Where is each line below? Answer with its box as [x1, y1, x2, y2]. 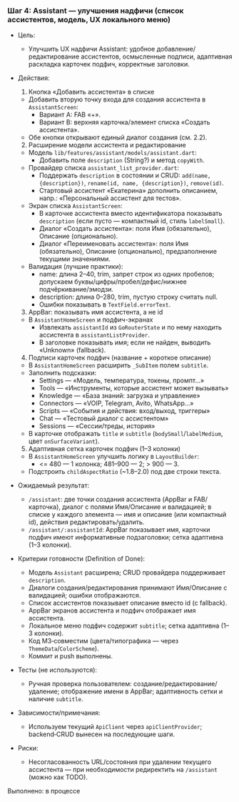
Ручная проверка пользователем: [28, 680, 132, 688]
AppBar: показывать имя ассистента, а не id [28, 308, 163, 317]
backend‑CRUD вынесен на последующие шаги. [28, 730, 176, 738]
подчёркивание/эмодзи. [39, 285, 114, 294]
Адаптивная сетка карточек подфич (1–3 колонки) [28, 445, 180, 453]
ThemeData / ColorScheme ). [28, 644, 99, 653]
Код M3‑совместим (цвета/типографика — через [28, 637, 179, 645]
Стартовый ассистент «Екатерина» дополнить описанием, [39, 187, 218, 195]
